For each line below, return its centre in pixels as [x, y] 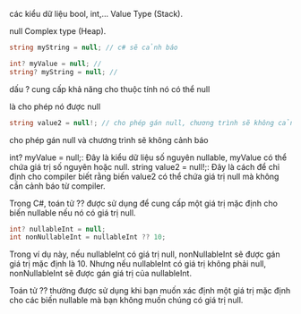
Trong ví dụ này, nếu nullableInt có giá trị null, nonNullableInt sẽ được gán [145, 254]
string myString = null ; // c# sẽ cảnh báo [94, 47]
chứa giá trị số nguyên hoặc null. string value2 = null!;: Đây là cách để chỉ [145, 166]
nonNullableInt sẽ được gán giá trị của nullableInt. [101, 274]
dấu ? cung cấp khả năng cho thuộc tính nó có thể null [110, 89]
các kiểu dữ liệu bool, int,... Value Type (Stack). [96, 14]
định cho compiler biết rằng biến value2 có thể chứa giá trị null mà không [144, 176]
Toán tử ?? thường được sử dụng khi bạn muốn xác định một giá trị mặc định [150, 291]
